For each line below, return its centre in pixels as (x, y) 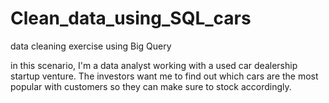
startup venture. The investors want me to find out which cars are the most (164, 76)
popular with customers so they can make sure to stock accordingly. (151, 86)
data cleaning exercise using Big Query (91, 46)
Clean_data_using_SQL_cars (131, 18)
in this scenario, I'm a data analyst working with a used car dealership (154, 65)
